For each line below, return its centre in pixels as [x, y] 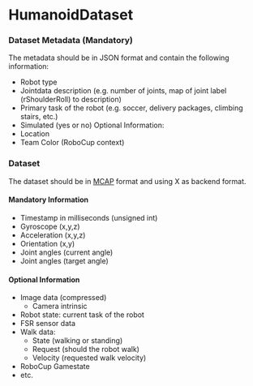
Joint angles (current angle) [66, 252]
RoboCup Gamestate [55, 367]
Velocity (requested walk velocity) [89, 358]
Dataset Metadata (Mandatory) [71, 41]
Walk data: [38, 332]
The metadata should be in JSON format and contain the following [119, 58]
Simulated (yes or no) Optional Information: [92, 125]
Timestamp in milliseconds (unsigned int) [89, 217]
